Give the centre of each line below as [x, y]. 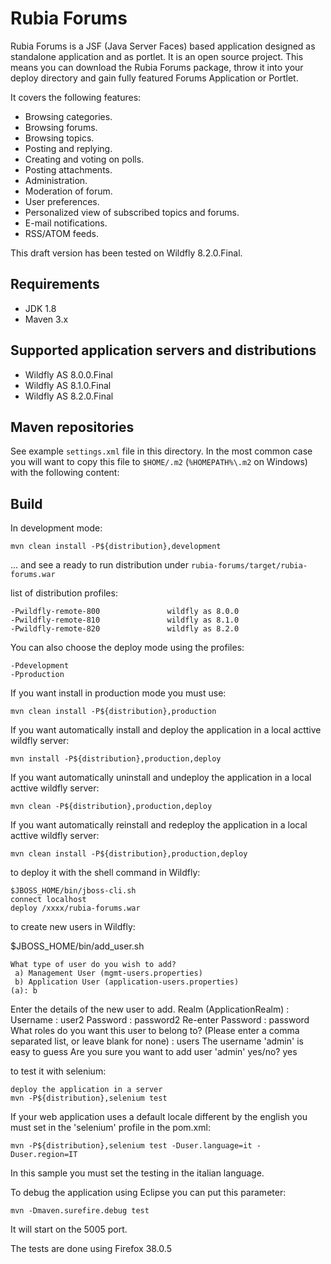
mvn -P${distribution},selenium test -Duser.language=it [131, 1146]
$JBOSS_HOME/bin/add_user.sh [77, 946]
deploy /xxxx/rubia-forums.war [75, 908]
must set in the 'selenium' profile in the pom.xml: [110, 1128]
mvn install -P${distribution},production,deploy [116, 759]
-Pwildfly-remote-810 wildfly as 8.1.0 [125, 620]
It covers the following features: [76, 97]
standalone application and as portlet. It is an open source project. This [157, 56]
